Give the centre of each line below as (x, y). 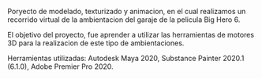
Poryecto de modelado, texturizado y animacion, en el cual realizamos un (127, 11)
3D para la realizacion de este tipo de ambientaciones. (96, 43)
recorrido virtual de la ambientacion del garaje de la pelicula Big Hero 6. (124, 20)
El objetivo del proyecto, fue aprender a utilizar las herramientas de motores (131, 35)
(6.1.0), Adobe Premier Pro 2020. (60, 66)
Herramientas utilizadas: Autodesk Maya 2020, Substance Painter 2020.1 (126, 58)
